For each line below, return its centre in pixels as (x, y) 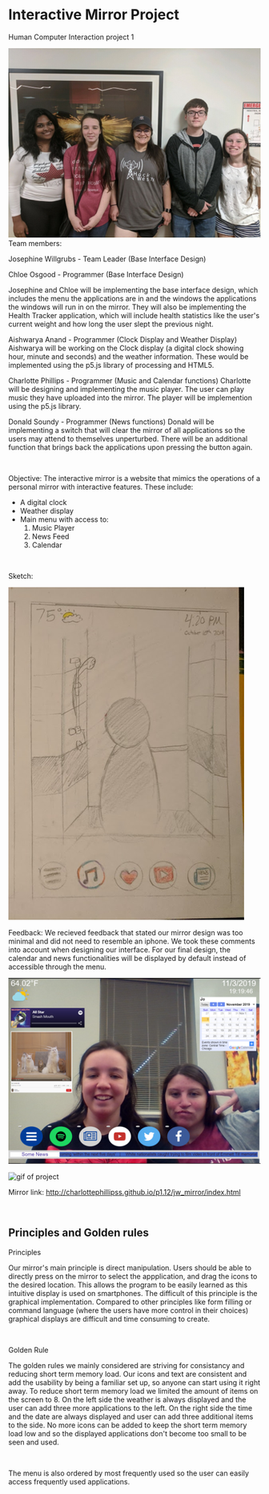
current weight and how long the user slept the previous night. (111, 324)
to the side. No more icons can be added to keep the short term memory (128, 1425)
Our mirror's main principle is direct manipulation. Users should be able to (130, 1267)
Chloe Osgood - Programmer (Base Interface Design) (96, 274)
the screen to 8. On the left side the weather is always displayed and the (127, 1399)
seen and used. (34, 1442)
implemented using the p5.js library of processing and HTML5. (111, 365)
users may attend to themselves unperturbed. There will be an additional (128, 438)
